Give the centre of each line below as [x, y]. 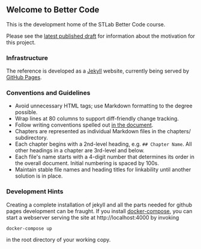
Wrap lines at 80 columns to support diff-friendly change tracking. [97, 119]
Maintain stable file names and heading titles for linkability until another [103, 170]
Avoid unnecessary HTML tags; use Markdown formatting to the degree [104, 106]
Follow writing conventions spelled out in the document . [84, 125]
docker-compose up [29, 228]
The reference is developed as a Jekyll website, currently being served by [98, 71]
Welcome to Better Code [53, 10]
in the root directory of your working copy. [58, 239]
